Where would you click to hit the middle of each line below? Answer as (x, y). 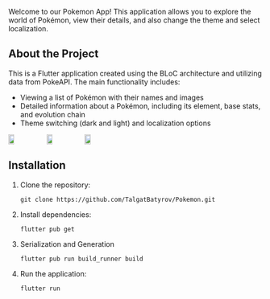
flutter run (40, 289)
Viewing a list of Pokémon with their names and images (112, 97)
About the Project (54, 54)
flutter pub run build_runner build (81, 259)
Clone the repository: (55, 185)
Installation (37, 165)
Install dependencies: (56, 214)
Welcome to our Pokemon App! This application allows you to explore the (130, 12)
